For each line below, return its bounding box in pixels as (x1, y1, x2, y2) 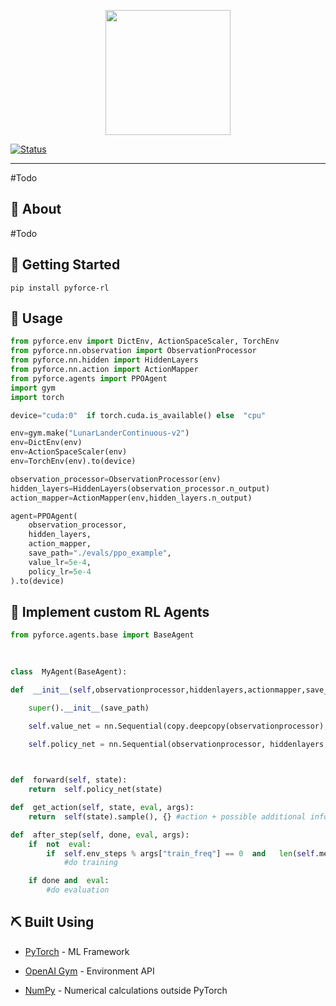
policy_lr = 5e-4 (28, 566, 92, 577)
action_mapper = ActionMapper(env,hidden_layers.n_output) (10, 493, 253, 503)
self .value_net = (28, 721, 101, 731)
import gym (10, 383, 56, 393)
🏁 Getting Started (10, 256, 121, 274)
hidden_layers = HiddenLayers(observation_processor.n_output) (10, 483, 271, 494)
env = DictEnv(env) (10, 438, 83, 448)
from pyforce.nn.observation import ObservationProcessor (10, 346, 257, 356)
